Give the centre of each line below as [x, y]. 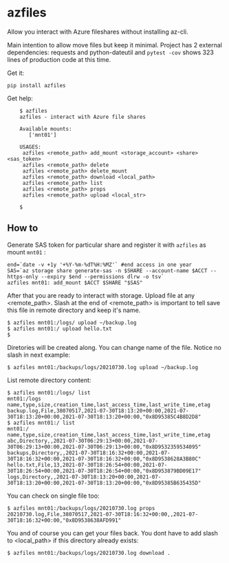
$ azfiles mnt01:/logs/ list [49, 393]
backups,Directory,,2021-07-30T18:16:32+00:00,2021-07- [89, 453]
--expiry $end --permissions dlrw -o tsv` [103, 276]
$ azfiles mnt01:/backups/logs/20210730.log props [81, 508]
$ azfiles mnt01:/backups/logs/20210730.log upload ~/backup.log [102, 367]
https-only [23, 276]
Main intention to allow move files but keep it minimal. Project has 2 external [115, 45]
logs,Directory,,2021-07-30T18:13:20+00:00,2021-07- [84, 477]
